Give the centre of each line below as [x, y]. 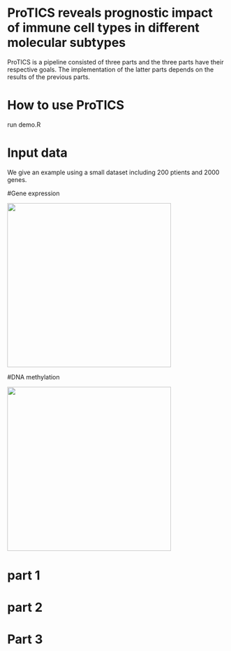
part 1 [24, 575]
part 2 [25, 608]
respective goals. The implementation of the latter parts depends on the [111, 69]
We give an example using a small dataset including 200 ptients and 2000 [113, 172]
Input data [37, 153]
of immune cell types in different [104, 28]
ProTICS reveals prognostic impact [110, 13]
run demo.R [24, 125]
